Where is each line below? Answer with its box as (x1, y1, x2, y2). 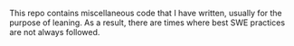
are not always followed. (9, 27, 100, 37)
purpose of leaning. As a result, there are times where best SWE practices (9, 17, 286, 28)
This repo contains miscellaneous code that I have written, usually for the (9, 8, 282, 18)
